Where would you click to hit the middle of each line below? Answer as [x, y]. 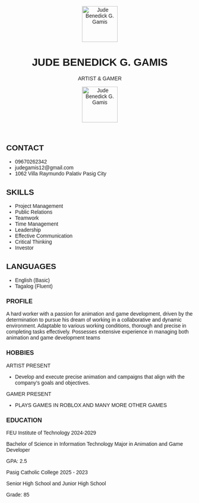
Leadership [28, 230]
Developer [18, 450]
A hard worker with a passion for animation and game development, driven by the [99, 314]
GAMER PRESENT [29, 394]
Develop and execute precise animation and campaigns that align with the [100, 377]
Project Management [39, 206]
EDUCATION [24, 420]
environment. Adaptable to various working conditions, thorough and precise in [96, 326]
